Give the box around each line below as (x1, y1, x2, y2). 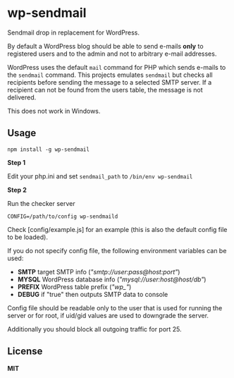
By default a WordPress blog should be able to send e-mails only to (7, 42, 204, 50)
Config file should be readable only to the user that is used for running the (7, 303, 223, 312)
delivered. (7, 93, 37, 102)
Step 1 (7, 158, 26, 166)
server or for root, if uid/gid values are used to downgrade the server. (7, 311, 209, 319)
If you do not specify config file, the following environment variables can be (7, 246, 227, 255)
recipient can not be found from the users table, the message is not (7, 85, 203, 94)
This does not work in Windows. (7, 106, 101, 115)
